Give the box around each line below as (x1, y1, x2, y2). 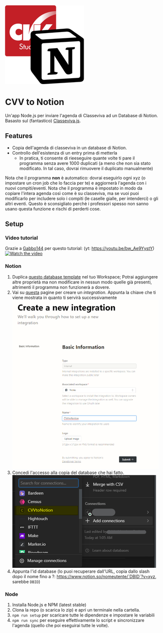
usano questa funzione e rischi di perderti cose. (5, 206, 101, 211)
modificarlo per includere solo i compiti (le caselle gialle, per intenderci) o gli (5, 195, 159, 201)
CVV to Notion (5, 97, 65, 107)
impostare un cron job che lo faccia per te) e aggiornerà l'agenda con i (5, 180, 147, 186)
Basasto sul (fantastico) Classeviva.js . (5, 118, 81, 123)
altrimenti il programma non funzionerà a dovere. (12, 284, 110, 290)
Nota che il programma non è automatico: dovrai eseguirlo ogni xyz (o (5, 175, 146, 180)
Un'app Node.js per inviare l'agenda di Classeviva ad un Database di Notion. (5, 112, 158, 118)
